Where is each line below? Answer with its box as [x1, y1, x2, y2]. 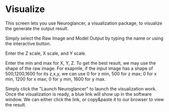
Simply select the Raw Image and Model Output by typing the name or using [5, 35, 164, 41]
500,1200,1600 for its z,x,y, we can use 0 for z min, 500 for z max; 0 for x [5, 70, 157, 76]
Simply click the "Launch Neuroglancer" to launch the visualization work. [5, 85, 157, 91]
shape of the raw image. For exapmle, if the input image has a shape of [5, 65, 153, 71]
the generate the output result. [5, 25, 69, 31]
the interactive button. [5, 40, 51, 46]
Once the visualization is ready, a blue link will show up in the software [5, 91, 152, 97]
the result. [5, 101, 27, 107]
